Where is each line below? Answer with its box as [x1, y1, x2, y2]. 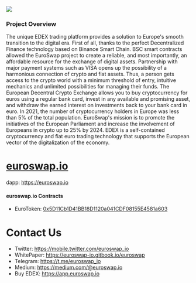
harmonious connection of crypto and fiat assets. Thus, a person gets [6, 70, 174, 78]
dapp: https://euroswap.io [6, 179, 69, 186]
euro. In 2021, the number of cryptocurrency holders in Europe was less [6, 108, 180, 115]
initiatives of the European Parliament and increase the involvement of [6, 120, 176, 128]
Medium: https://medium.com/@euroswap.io [14, 264, 123, 271]
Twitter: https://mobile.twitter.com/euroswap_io [14, 246, 129, 253]
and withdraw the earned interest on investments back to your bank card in [6, 102, 187, 109]
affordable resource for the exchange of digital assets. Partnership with [6, 58, 178, 65]
